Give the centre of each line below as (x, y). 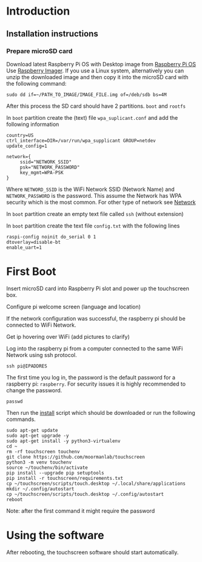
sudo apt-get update (32, 430)
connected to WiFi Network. (42, 325)
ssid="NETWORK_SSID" (45, 162)
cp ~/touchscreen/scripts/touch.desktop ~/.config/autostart (85, 494)
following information (33, 124)
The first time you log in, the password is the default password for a (91, 377)
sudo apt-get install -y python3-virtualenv (63, 441)
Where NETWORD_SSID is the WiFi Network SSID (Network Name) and (90, 189)
